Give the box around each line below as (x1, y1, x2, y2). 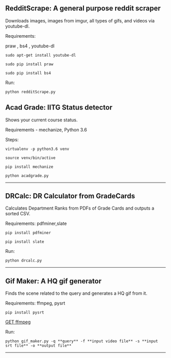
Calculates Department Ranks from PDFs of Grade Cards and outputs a (5, 205, 154, 211)
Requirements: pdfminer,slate (5, 220, 67, 226)
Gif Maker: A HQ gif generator (5, 276, 102, 285)
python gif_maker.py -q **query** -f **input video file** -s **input (5, 339, 158, 344)
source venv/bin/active (5, 155, 56, 160)
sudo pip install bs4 (5, 70, 51, 75)
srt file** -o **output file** (5, 343, 72, 348)
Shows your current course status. (5, 117, 78, 123)
